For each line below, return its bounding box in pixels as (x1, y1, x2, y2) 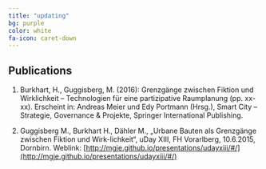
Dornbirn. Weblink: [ (19, 143, 86, 153)
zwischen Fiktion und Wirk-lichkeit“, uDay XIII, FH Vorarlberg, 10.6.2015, (19, 135, 256, 144)
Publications (8, 63, 73, 77)
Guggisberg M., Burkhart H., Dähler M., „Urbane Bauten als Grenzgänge (19, 126, 257, 136)
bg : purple (8, 19, 45, 27)
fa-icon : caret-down (8, 34, 77, 42)
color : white (8, 26, 52, 34)
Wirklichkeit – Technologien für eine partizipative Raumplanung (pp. (19, 94, 244, 103)
